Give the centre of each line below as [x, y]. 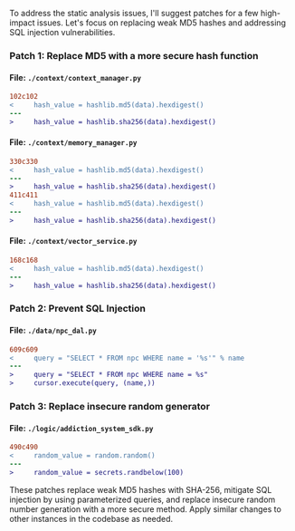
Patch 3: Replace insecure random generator [110, 406]
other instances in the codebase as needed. [91, 518]
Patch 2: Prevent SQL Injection [78, 309]
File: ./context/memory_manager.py [73, 142]
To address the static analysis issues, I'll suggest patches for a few [134, 13]
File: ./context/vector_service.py [73, 241]
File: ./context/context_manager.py [76, 77]
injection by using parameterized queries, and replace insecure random [143, 499]
